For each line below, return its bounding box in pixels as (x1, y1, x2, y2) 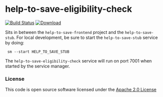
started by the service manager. (5, 63, 70, 69)
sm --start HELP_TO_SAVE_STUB (7, 49, 70, 54)
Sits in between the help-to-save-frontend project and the (5, 29, 124, 35)
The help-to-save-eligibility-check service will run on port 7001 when (5, 58, 152, 64)
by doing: (5, 39, 25, 45)
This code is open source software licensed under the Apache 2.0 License (5, 87, 157, 93)
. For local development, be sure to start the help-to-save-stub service (14, 34, 158, 40)
